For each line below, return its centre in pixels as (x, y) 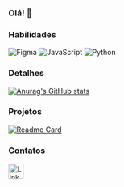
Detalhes (26, 74)
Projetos (25, 112)
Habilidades (32, 34)
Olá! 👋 (20, 13)
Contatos (27, 151)
